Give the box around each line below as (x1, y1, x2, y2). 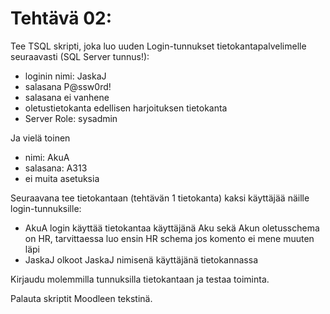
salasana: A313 (24, 162, 88, 174)
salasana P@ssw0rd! (24, 80, 112, 92)
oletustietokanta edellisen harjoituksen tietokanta (24, 102, 228, 114)
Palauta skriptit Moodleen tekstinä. (10, 292, 153, 304)
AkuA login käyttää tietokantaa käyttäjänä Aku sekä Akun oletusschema (24, 222, 320, 234)
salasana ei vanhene (24, 91, 110, 103)
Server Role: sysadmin (24, 112, 118, 124)
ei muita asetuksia (24, 172, 100, 184)
